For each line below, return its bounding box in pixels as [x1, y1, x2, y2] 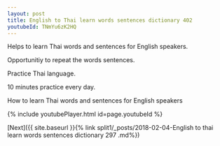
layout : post [7, 10, 46, 17]
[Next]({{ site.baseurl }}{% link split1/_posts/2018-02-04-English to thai [7, 124, 214, 132]
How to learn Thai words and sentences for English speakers [7, 96, 184, 105]
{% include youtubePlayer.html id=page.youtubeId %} [7, 110, 163, 119]
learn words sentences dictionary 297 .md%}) [7, 131, 140, 140]
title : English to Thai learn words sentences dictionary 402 [7, 17, 193, 24]
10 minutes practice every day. [7, 83, 96, 92]
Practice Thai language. [7, 69, 76, 78]
